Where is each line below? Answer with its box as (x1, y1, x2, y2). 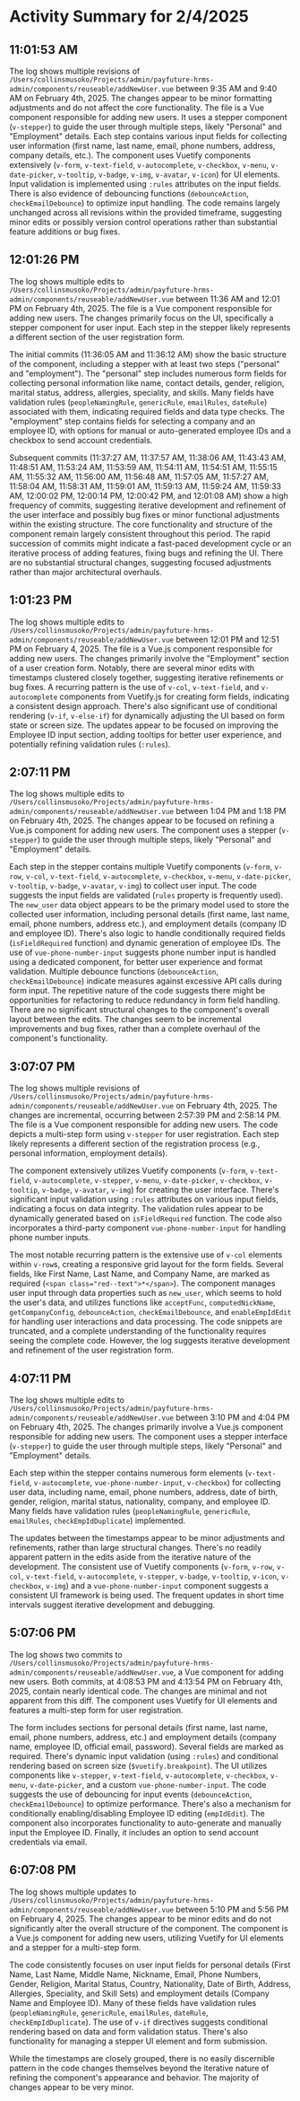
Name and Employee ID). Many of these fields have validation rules (9, 1997, 257, 2008)
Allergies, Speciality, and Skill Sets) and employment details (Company (9, 1988, 270, 1999)
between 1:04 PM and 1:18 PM (176, 806, 287, 817)
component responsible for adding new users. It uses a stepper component (9, 112, 287, 122)
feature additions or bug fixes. (9, 226, 121, 237)
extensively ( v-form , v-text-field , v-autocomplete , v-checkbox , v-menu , (9, 160, 270, 170)
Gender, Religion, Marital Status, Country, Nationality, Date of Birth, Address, (9, 1978, 292, 1989)
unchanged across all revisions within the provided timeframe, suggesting (9, 207, 282, 217)
